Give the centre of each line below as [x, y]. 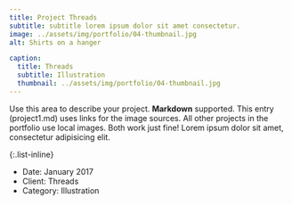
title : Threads [45, 67]
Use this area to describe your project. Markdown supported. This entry [142, 109]
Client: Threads [50, 181]
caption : [25, 59]
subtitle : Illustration [61, 75]
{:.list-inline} [32, 154]
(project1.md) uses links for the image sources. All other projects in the [139, 118]
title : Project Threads [53, 17]
